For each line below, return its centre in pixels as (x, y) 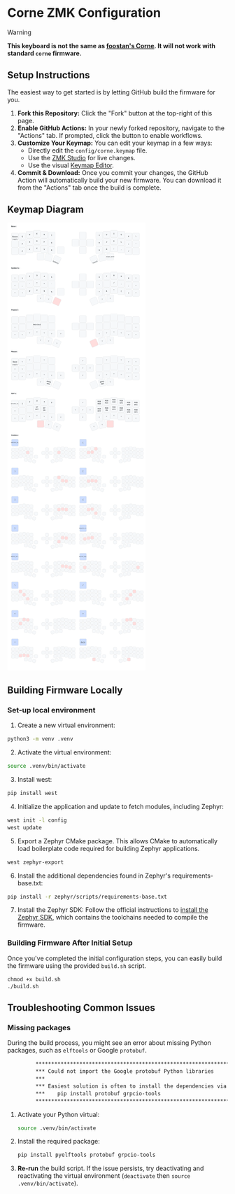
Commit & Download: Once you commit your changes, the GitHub (113, 172)
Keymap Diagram (45, 210)
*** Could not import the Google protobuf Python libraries (125, 1072)
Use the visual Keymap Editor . (71, 165)
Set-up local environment (51, 710)
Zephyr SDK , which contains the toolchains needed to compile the (113, 918)
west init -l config (37, 820)
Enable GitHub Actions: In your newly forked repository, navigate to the (121, 128)
